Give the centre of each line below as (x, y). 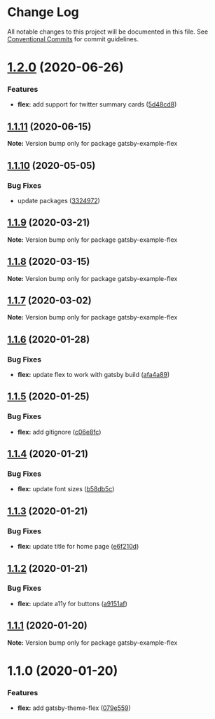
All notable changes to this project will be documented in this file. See (108, 32)
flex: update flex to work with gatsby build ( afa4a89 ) (93, 375)
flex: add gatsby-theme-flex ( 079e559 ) (74, 708)
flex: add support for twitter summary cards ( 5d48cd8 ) (97, 104)
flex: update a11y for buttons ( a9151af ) (72, 603)
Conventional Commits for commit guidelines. (73, 39)
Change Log (43, 12)
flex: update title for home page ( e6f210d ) (78, 547)
